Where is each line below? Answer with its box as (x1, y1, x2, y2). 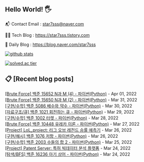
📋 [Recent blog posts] (5, 75, 74, 83)
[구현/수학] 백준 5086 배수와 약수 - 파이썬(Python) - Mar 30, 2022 (5, 103, 132, 109)
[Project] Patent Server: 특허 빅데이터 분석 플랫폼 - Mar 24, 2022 (5, 145, 131, 151)
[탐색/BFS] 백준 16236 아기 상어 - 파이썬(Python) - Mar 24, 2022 (5, 151, 130, 157)
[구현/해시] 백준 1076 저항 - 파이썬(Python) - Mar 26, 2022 (5, 133, 118, 139)
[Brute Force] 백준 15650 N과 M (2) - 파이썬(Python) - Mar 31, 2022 (5, 97, 138, 103)
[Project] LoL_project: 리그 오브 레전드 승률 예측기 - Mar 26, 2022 (5, 127, 132, 133)
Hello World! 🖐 (5, 5, 52, 14)
